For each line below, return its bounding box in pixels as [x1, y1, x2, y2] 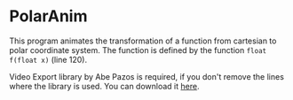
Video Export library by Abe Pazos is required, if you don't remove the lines [9, 71, 284, 81]
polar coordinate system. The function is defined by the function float [9, 44, 267, 55]
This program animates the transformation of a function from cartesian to [9, 35, 277, 46]
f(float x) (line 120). [9, 54, 87, 65]
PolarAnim [9, 6, 88, 27]
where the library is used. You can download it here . [9, 81, 200, 91]
